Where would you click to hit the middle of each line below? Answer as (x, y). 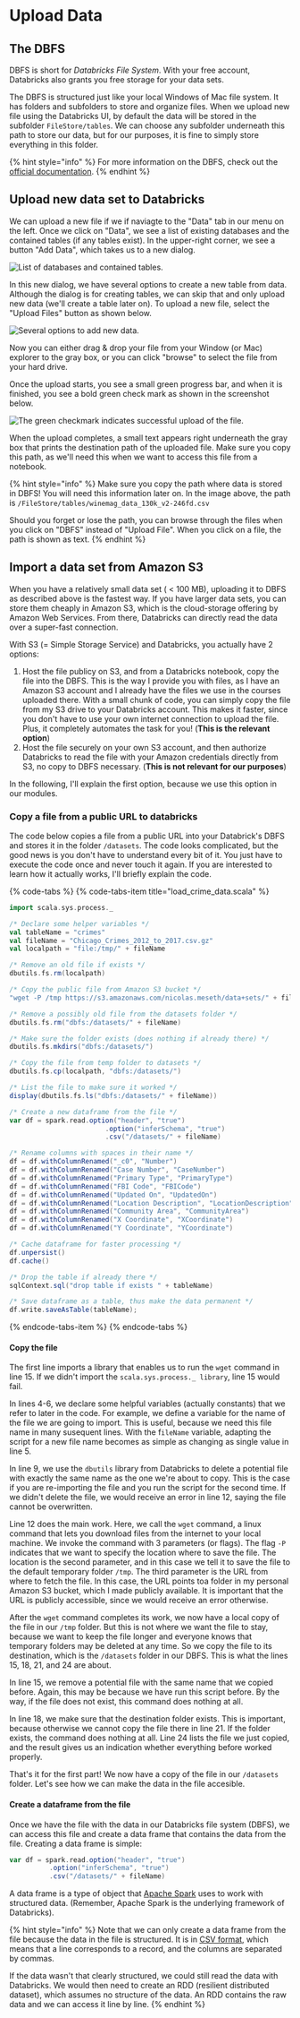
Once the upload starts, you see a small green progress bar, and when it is (146, 384)
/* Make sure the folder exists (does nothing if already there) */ (139, 1039)
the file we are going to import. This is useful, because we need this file (141, 1423)
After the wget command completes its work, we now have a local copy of (144, 1618)
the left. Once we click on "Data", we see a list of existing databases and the (150, 230)
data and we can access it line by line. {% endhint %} (107, 2005)
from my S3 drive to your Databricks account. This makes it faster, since (155, 709)
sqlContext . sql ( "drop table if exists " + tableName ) (112, 1285)
